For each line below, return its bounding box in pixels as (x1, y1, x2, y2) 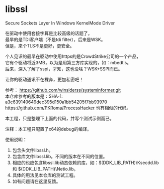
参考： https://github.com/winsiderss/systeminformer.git (5, 87, 121, 93)
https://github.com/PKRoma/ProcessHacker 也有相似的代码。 (5, 105, 131, 111)
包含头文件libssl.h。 (12, 147, 53, 153)
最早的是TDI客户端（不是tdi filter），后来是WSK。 (5, 36, 106, 42)
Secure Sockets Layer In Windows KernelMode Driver (5, 20, 115, 26)
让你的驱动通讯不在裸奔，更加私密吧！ (5, 76, 83, 82)
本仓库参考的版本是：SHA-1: (5, 93, 63, 99)
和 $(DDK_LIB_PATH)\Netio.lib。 (12, 166, 79, 172)
